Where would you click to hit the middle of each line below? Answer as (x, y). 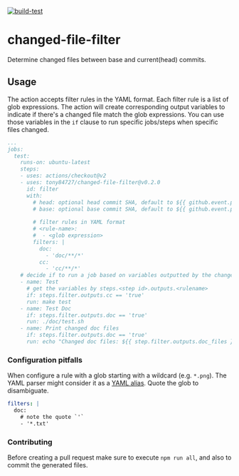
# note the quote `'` (52, 417)
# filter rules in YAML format (79, 222)
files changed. (28, 129)
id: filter (42, 189)
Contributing (30, 442)
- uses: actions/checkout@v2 (63, 176)
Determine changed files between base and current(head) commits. (107, 59)
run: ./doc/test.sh (55, 322)
